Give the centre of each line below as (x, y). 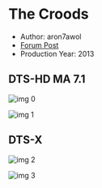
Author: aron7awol (51, 36)
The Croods (49, 14)
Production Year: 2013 (57, 53)
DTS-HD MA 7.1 (47, 79)
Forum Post (39, 45)
